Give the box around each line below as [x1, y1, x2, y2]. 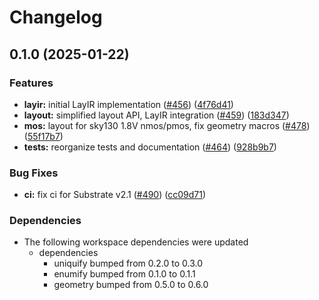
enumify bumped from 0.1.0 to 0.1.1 [53, 268, 196, 280]
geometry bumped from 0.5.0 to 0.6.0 [53, 279, 209, 291]
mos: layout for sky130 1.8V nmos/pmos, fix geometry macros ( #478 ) [23, 119, 311, 131]
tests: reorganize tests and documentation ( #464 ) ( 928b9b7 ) [23, 141, 277, 153]
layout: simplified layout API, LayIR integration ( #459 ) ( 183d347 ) [23, 109, 290, 121]
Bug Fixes [9, 166, 59, 180]
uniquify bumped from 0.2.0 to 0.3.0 [53, 257, 203, 270]
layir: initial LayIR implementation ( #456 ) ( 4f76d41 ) [23, 98, 234, 110]
